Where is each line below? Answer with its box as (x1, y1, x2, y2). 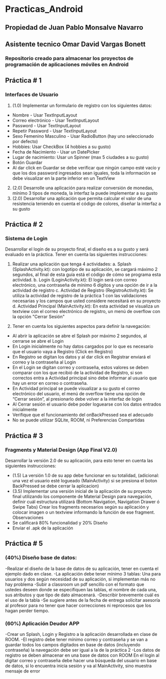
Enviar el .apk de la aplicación (12, 525, 73, 531)
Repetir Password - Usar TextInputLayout (12, 128, 97, 134)
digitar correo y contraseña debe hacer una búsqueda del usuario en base (5, 657, 157, 663)
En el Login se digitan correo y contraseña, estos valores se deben (12, 365, 149, 370)
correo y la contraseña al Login (12, 359, 76, 365)
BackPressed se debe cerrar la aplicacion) (12, 483, 99, 489)
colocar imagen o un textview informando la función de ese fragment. (12, 509, 155, 515)
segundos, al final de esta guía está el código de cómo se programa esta (12, 271, 161, 278)
